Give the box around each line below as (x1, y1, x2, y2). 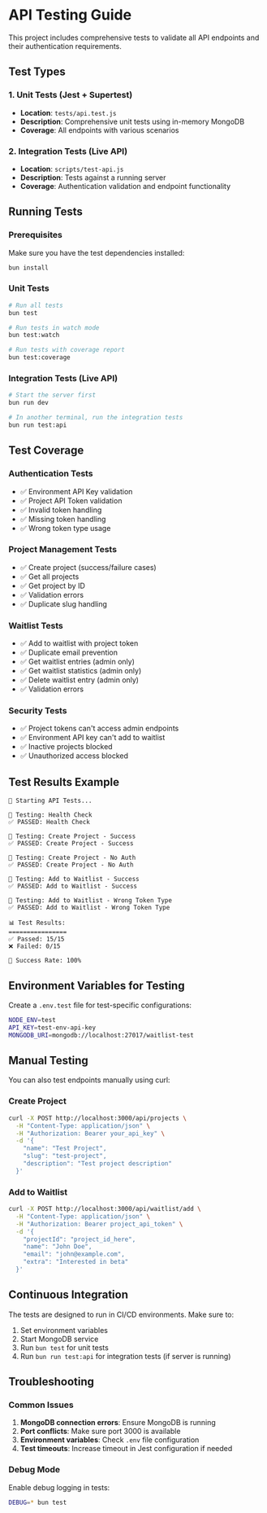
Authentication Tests (8, 468, 93, 480)
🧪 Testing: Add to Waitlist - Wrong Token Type (8, 897, 173, 905)
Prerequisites (8, 230, 62, 241)
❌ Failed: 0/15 (8, 942, 61, 950)
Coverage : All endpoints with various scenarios (19, 125, 179, 135)
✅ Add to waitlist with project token (19, 638, 139, 648)
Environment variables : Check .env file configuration (19, 1435, 200, 1445)
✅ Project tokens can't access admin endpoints (19, 723, 179, 734)
